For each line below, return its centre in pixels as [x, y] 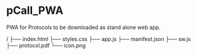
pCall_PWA [35, 11]
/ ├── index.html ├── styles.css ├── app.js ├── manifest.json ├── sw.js [99, 39]
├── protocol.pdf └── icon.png [46, 45]
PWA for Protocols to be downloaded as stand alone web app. [83, 27]
